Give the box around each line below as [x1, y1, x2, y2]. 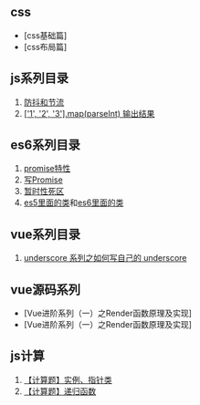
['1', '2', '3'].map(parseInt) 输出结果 [23, 108, 155, 119]
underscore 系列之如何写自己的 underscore [23, 253, 187, 264]
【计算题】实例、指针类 [23, 374, 112, 385]
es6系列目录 [10, 138, 80, 153]
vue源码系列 [10, 282, 81, 297]
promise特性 [23, 163, 71, 174]
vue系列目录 [10, 226, 81, 242]
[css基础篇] [23, 29, 68, 41]
